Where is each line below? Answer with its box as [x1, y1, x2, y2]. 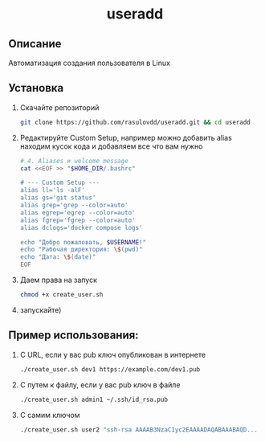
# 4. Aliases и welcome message [19, 157, 128, 165]
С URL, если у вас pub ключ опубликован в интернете [19, 350, 206, 359]
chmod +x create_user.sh [19, 291, 104, 299]
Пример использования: [8, 329, 139, 342]
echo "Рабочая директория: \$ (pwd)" [19, 246, 143, 254]
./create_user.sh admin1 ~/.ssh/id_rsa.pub [19, 395, 169, 403]
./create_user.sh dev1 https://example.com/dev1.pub [19, 365, 201, 374]
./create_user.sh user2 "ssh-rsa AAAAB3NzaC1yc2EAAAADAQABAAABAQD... [19, 425, 259, 434]
